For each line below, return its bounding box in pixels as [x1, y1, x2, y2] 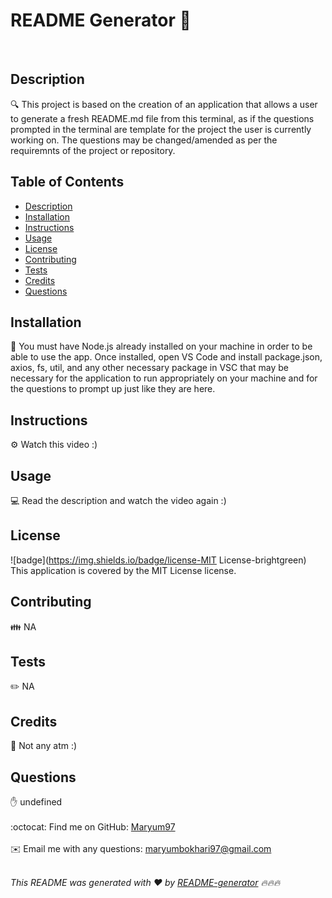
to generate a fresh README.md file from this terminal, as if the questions [10, 112, 315, 124]
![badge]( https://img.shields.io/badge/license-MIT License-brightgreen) [10, 554, 307, 566]
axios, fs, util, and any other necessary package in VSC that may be [10, 362, 289, 374]
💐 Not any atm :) [10, 740, 78, 752]
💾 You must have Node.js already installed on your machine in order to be [10, 340, 313, 353]
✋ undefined [10, 796, 63, 808]
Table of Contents [10, 174, 125, 191]
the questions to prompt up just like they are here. [10, 383, 216, 395]
